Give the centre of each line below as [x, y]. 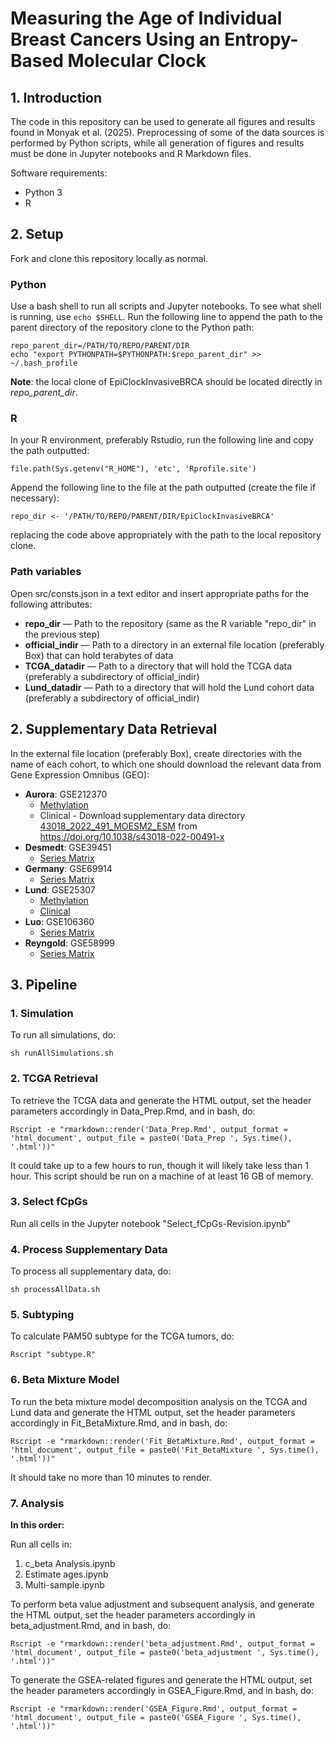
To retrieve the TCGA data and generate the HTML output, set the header [161, 1100]
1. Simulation [42, 1013]
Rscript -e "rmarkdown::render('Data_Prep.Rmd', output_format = [149, 1129]
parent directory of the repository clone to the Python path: [132, 328]
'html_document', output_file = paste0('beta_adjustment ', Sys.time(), [165, 1652]
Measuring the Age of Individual [146, 18]
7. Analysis [37, 1503]
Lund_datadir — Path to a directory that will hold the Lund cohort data [169, 687]
